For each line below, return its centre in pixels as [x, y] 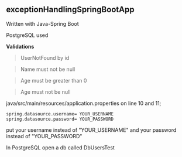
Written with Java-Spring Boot [42, 23]
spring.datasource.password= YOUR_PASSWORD [60, 119]
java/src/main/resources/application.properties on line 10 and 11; [84, 103]
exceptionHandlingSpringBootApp [70, 10]
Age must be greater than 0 [54, 80]
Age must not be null [45, 92]
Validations [20, 46]
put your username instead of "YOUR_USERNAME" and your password [91, 130]
